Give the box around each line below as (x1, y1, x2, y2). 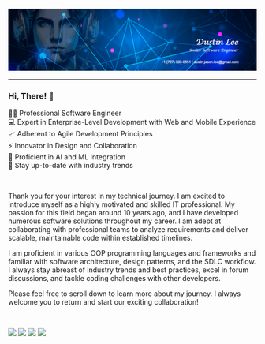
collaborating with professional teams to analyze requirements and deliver (8, 225, 248, 234)
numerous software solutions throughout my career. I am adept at (8, 216, 222, 226)
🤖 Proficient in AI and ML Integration (8, 152, 126, 162)
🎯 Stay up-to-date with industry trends (8, 161, 134, 170)
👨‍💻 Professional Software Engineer (8, 108, 122, 118)
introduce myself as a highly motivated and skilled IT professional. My (8, 200, 235, 209)
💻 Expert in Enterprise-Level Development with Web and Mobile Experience (8, 118, 256, 127)
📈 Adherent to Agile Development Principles (8, 129, 153, 139)
